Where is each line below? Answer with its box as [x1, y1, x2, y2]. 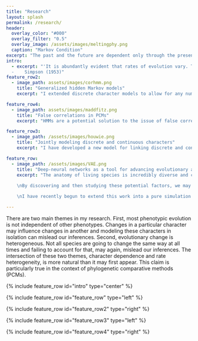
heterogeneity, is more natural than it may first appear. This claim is [6, 259, 170, 266]
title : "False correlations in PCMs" [16, 112, 110, 118]
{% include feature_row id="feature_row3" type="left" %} [6, 316, 146, 324]
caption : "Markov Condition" [11, 47, 83, 53]
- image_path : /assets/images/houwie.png [11, 134, 115, 140]
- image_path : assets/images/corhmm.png [11, 80, 112, 86]
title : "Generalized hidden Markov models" [16, 85, 126, 91]
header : [6, 25, 25, 31]
